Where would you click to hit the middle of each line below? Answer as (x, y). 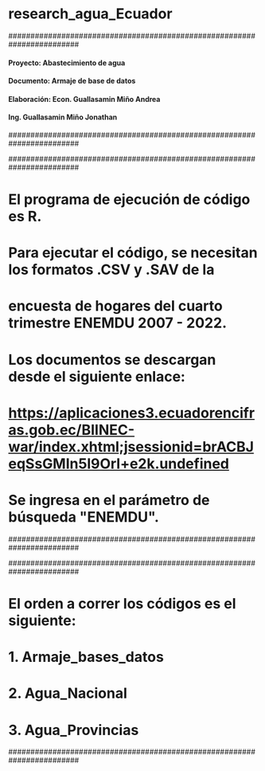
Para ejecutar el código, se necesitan (133, 253)
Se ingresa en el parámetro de (109, 501)
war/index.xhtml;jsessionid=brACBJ (131, 446)
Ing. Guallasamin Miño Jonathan (63, 117)
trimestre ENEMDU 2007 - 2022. (117, 323)
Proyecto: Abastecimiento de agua (67, 63)
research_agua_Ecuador (90, 14)
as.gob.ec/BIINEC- (72, 430)
